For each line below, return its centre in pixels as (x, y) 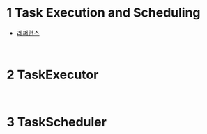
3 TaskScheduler (57, 122)
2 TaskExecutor (53, 75)
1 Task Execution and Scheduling (103, 13)
